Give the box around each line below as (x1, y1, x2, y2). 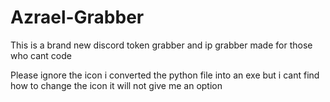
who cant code (10, 49, 72, 61)
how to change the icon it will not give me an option (10, 79, 223, 91)
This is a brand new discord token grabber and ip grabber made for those (10, 39, 313, 51)
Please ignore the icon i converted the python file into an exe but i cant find (10, 69, 320, 81)
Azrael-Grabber (10, 6, 145, 29)
